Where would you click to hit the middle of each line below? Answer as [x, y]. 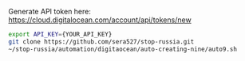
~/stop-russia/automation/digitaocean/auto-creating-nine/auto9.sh [123, 49]
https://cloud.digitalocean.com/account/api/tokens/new [100, 20]
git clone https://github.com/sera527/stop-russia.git [101, 42]
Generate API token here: [50, 11]
